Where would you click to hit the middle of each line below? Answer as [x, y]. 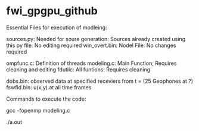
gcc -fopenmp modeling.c [38, 110]
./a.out [14, 122]
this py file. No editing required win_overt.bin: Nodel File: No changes [91, 45]
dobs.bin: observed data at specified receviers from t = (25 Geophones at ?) [100, 81]
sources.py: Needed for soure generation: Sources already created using [96, 39]
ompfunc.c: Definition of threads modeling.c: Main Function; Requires [91, 63]
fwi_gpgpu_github [52, 11]
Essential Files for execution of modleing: [57, 27]
